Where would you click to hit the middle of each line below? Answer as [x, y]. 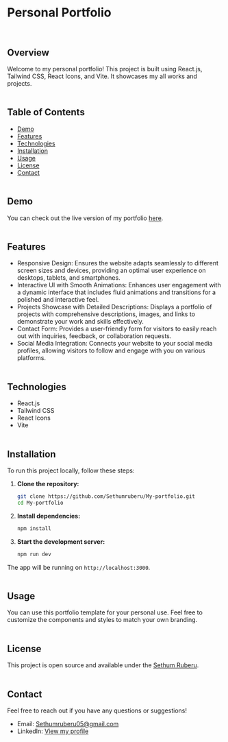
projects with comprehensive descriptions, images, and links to [106, 314]
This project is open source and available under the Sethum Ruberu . [103, 665]
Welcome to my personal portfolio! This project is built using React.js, [105, 69]
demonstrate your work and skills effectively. [80, 322]
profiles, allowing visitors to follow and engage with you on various [111, 350]
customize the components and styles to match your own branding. [102, 620]
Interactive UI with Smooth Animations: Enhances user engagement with [119, 285]
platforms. [31, 358]
